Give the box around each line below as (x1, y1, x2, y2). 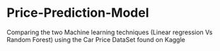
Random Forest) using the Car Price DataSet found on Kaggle (6, 35, 185, 43)
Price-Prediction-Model (6, 5, 149, 21)
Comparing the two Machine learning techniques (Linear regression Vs (6, 28, 213, 36)
